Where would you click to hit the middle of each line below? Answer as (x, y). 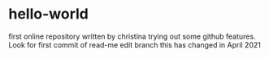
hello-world (49, 14)
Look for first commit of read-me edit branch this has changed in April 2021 (135, 44)
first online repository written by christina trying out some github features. (132, 36)
